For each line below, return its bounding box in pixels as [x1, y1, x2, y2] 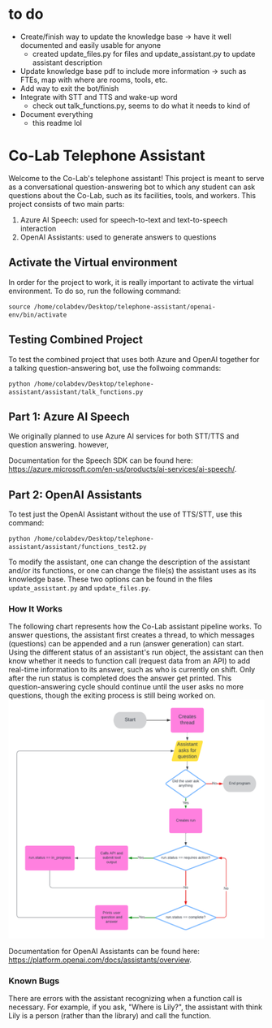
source [8, 302, 31, 311]
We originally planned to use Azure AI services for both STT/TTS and [8, 431, 240, 441]
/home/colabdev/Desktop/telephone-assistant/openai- [33, 302, 217, 311]
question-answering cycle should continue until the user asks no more [8, 682, 244, 692]
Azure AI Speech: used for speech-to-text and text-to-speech [19, 214, 228, 224]
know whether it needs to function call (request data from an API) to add [8, 656, 250, 666]
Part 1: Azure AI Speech [8, 409, 130, 423]
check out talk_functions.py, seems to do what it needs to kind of [32, 101, 250, 110]
